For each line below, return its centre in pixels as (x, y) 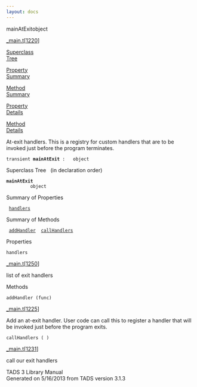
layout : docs (22, 12)
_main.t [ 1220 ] (23, 40)
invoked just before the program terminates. (60, 148)
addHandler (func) (29, 298)
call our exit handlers (32, 360)
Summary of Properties (35, 197)
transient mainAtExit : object (48, 159)
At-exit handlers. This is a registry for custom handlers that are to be (90, 142)
